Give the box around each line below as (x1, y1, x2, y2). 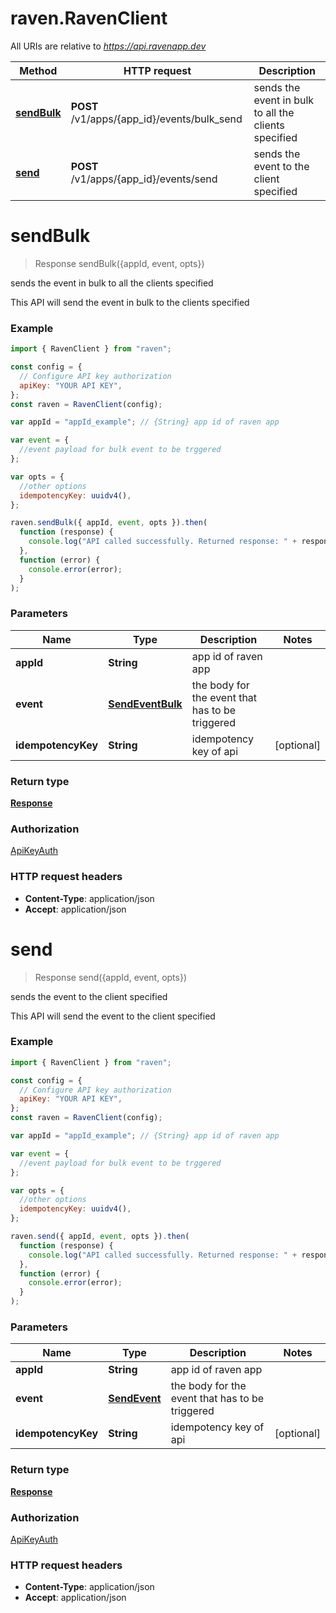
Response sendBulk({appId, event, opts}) (34, 257, 205, 269)
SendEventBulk (108, 697, 183, 711)
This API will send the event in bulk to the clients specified (10, 296, 250, 308)
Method (19, 63, 58, 77)
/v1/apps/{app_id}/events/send (70, 172, 218, 186)
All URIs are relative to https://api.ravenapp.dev (10, 40, 207, 52)
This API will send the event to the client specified (10, 1010, 216, 1022)
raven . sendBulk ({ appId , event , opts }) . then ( (10, 518, 208, 528)
